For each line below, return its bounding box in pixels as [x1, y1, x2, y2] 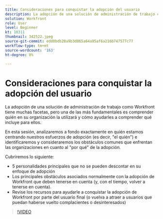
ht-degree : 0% [5, 52, 34, 57]
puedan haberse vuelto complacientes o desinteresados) [12, 200, 126, 205]
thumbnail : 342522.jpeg [5, 35, 53, 39]
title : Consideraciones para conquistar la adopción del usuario [5, 7, 140, 12]
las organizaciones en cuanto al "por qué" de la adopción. [5, 145, 121, 150]
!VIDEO [16, 209, 32, 215]
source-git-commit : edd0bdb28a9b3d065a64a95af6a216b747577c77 [5, 39, 133, 44]
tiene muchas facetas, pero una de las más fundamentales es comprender [5, 109, 154, 115]
